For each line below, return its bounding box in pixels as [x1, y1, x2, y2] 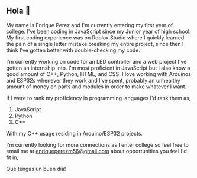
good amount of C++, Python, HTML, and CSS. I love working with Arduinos [6, 70, 191, 77]
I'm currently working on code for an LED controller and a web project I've [6, 58, 187, 65]
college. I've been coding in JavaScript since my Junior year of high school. [6, 28, 191, 35]
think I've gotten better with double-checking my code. [6, 47, 141, 54]
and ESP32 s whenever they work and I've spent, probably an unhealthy [6, 77, 180, 84]
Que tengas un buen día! [6, 165, 66, 172]
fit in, [6, 154, 19, 161]
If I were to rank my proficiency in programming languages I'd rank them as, [6, 94, 191, 101]
